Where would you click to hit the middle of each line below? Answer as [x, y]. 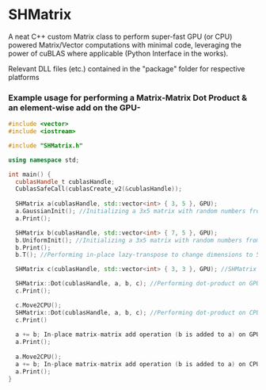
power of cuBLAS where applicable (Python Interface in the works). [118, 53]
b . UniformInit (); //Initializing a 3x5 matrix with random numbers [129, 240]
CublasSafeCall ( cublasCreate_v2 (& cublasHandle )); [99, 189]
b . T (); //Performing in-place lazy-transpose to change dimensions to [134, 255]
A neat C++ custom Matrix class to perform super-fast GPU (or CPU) [120, 36]
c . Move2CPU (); [38, 305]
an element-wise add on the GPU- [74, 107]
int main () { [30, 174]
